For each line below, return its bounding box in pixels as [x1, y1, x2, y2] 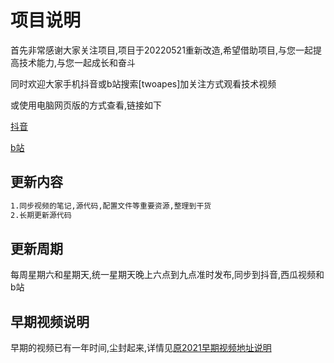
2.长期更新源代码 [10, 210, 72, 220]
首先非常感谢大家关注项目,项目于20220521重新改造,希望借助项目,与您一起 [10, 44, 313, 56]
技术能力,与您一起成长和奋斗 [18, 56, 137, 68]
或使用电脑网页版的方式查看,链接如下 [10, 99, 163, 111]
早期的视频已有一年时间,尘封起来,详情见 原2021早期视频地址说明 [10, 342, 272, 354]
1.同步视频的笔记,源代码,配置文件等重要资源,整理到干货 [10, 201, 212, 211]
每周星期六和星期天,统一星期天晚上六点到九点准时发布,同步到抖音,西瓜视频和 [10, 269, 325, 281]
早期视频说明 [10, 313, 90, 330]
